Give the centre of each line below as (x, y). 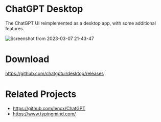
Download (27, 59)
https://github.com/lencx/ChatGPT (49, 108)
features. (15, 28)
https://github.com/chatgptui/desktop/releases (54, 73)
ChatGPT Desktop (44, 9)
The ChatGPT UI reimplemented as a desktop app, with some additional (80, 23)
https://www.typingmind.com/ (44, 114)
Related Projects (41, 94)
